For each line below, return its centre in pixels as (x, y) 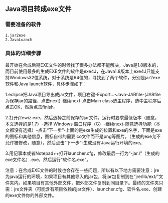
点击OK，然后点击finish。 (32, 107)
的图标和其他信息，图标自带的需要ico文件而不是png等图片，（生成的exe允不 (83, 136)
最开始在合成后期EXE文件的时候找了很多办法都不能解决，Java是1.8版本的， (83, 65)
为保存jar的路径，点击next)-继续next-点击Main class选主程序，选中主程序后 (83, 100)
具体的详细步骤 (23, 53)
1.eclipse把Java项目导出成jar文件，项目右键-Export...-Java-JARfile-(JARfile (83, 94)
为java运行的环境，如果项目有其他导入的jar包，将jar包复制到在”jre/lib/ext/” (82, 176)
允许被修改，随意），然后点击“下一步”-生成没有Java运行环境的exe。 (75, 142)
